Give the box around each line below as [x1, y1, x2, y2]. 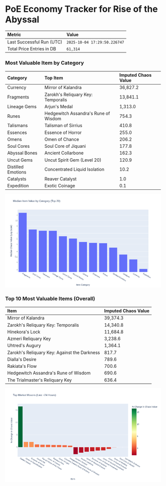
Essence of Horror [44, 130, 82, 135]
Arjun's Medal [44, 103, 73, 109]
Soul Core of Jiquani [44, 143, 86, 149]
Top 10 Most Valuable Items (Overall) [5, 295, 95, 302]
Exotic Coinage [44, 183, 76, 189]
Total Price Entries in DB [7, 45, 56, 51]
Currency [7, 85, 27, 90]
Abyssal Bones [7, 150, 38, 156]
